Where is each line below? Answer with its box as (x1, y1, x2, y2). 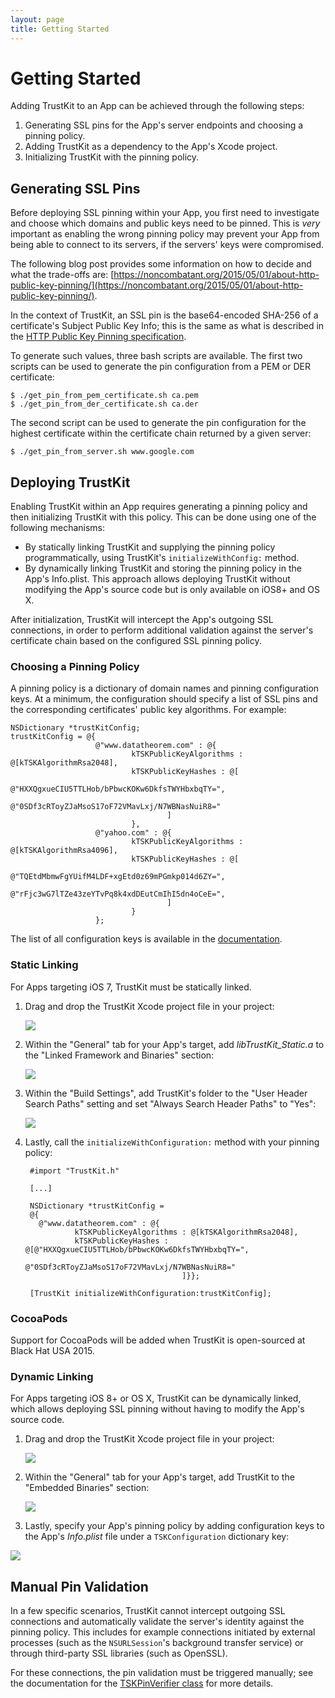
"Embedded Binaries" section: (24, 1482, 150, 1494)
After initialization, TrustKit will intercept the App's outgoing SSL (10, 614, 274, 626)
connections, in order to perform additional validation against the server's (10, 624, 314, 636)
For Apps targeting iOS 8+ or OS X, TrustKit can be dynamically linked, (10, 1392, 302, 1405)
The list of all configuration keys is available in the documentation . (10, 933, 283, 945)
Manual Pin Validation (10, 1578, 149, 1595)
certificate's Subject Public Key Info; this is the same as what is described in (10, 320, 325, 332)
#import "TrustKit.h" (29, 1166, 120, 1176)
